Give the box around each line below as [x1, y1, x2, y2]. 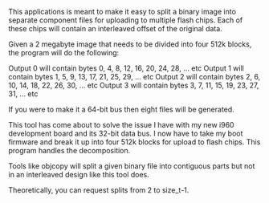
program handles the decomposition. [8, 146, 131, 155]
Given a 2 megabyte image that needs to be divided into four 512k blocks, [8, 39, 252, 49]
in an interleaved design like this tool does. [8, 170, 150, 179]
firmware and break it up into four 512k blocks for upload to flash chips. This [8, 137, 261, 147]
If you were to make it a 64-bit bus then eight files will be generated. [8, 104, 234, 114]
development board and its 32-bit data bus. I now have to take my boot [8, 128, 243, 138]
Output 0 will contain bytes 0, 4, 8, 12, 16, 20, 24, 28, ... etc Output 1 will [8, 63, 245, 73]
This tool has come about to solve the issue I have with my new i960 [8, 120, 234, 129]
